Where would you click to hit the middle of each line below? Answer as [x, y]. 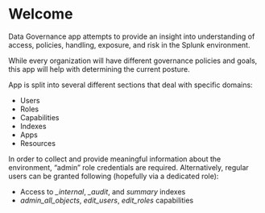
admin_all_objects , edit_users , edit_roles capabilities [107, 200]
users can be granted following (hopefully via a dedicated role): [114, 176]
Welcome [41, 14]
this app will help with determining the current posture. [99, 69]
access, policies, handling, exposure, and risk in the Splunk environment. [129, 44]
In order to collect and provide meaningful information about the [115, 159]
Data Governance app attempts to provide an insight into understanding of [132, 36]
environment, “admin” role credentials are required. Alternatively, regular [129, 167]
